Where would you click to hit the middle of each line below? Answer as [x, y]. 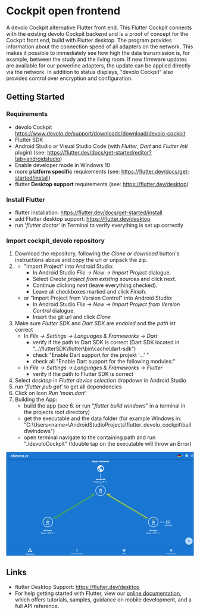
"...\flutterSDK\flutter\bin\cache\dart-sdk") [84, 349]
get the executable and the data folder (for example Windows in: [102, 418]
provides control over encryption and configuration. [69, 78]
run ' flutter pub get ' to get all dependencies [68, 387]
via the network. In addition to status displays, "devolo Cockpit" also [90, 72]
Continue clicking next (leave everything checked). [95, 285]
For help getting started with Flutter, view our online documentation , [98, 593]
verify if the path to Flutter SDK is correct [83, 374]
